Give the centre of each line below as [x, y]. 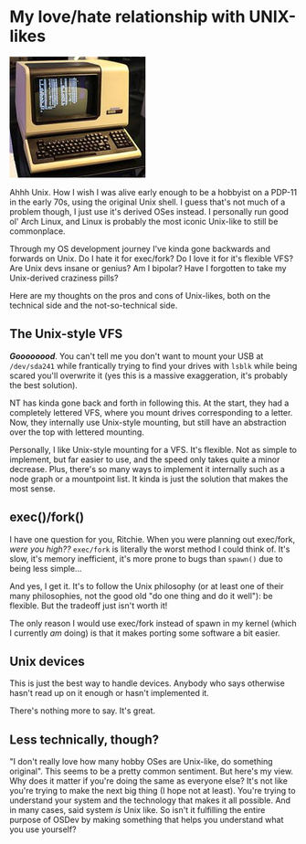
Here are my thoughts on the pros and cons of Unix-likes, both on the [140, 295]
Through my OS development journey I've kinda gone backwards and [140, 248]
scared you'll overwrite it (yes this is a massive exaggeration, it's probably [148, 375]
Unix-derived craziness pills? [64, 278]
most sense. [32, 488]
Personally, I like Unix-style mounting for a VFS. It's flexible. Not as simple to [153, 449]
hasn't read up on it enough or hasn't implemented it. [110, 693]
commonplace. [37, 231]
